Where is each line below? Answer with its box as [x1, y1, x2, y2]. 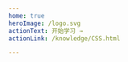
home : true [8, 11, 45, 20]
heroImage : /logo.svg [8, 19, 81, 27]
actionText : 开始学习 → [8, 27, 83, 35]
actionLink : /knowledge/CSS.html [8, 34, 121, 43]
